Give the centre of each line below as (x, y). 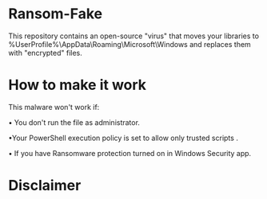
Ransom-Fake (55, 14)
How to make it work (77, 85)
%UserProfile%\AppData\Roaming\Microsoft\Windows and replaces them (130, 44)
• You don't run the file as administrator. (74, 122)
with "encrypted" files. (45, 53)
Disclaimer (45, 186)
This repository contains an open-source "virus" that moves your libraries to (134, 36)
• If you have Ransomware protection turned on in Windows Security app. (130, 153)
